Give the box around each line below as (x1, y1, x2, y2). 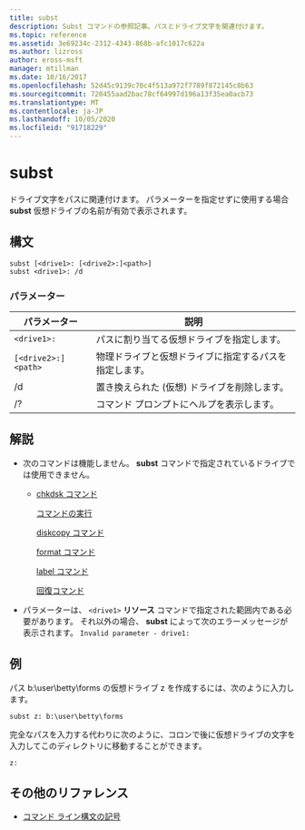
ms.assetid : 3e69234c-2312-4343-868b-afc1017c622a (9, 38, 205, 48)
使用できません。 (30, 469, 95, 480)
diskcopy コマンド (35, 527, 104, 538)
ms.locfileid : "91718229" (9, 124, 107, 133)
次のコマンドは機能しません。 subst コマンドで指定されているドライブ (22, 457, 288, 469)
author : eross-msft (9, 56, 84, 65)
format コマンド (35, 546, 95, 557)
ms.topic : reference (9, 30, 88, 39)
